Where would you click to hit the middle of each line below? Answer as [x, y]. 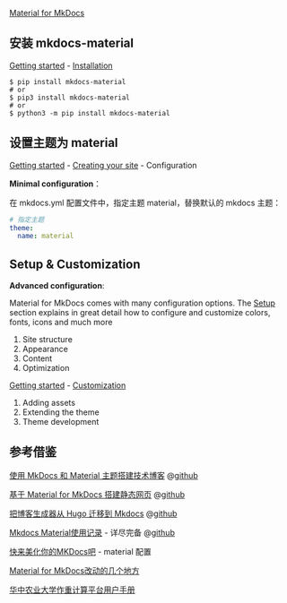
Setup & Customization [75, 264]
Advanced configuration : [57, 286]
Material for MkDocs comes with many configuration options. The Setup [143, 303]
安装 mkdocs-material [72, 43]
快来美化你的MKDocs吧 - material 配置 [80, 551]
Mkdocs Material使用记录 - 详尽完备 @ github [92, 532]
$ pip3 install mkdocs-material [70, 98]
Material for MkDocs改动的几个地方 [74, 570]
